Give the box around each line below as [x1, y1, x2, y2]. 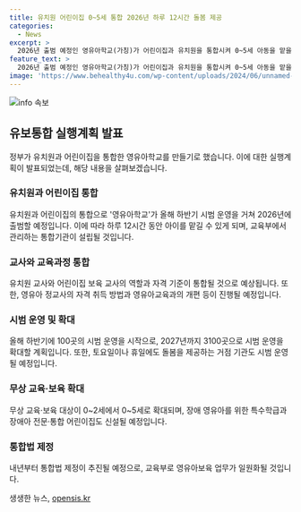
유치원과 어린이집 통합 [9, 187, 99, 200]
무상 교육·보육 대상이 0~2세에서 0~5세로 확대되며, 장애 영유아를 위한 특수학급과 [9, 405, 288, 415]
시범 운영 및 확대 [9, 314, 75, 327]
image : [9, 72, 34, 81]
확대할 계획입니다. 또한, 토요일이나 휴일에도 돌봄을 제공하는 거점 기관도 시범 [9, 346, 272, 358]
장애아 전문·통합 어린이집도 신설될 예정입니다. [9, 415, 168, 426]
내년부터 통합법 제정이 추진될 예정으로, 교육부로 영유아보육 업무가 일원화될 [9, 463, 268, 474]
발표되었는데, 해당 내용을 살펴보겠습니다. [25, 162, 168, 173]
